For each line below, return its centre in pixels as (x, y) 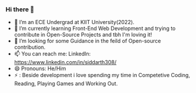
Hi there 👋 (20, 9)
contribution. (30, 47)
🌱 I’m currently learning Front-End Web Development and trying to (95, 28)
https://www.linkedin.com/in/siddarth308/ (65, 62)
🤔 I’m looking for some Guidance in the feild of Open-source (87, 41)
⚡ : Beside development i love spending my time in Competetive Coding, (102, 75)
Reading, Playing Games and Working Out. (66, 84)
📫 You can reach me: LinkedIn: (52, 54)
